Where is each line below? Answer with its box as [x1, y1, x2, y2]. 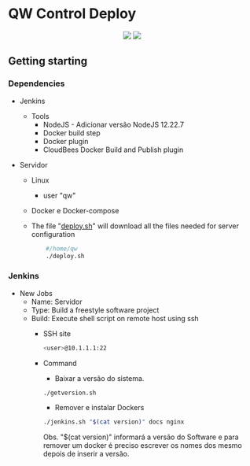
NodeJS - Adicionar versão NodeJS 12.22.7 [42, 120, 185, 129]
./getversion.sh [42, 389, 97, 397]
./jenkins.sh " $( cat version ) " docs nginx [42, 418, 185, 426]
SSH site [42, 328, 72, 338]
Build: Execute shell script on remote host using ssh [31, 313, 199, 323]
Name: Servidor [31, 297, 83, 306]
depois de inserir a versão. [42, 449, 130, 459]
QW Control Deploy [8, 5, 137, 23]
